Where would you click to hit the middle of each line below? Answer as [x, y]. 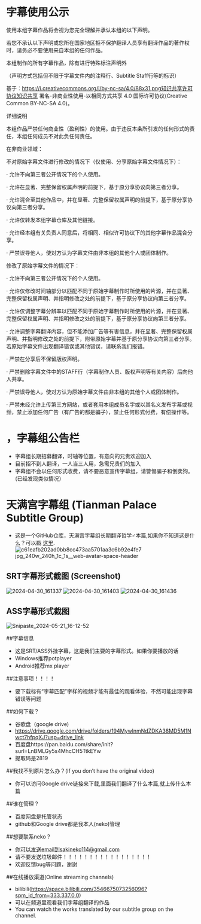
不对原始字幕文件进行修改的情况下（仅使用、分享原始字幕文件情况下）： [94, 161]
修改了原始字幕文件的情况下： [43, 265]
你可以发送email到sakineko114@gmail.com [67, 849]
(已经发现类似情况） [39, 478]
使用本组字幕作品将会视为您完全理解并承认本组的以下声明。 [80, 30]
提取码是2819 [31, 758]
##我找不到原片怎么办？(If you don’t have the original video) [80, 771]
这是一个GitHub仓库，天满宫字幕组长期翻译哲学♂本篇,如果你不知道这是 [102, 535]
